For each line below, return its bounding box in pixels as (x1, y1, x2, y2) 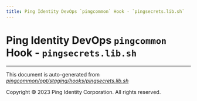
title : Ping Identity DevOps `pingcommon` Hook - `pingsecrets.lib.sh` (6, 8, 185, 15)
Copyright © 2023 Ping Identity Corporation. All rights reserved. (6, 88, 161, 95)
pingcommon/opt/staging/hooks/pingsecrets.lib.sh (6, 77, 129, 84)
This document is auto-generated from (6, 71, 100, 78)
